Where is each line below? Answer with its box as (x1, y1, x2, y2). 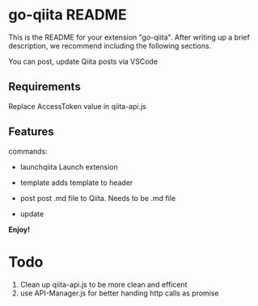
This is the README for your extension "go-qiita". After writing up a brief (8, 32, 251, 42)
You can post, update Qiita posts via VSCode (8, 57, 159, 66)
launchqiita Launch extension (19, 161, 119, 171)
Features (8, 125, 54, 139)
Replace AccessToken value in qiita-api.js (8, 101, 147, 111)
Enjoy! (8, 224, 31, 234)
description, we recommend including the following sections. (8, 40, 212, 50)
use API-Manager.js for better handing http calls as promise (19, 288, 220, 298)
